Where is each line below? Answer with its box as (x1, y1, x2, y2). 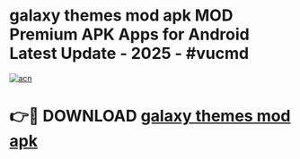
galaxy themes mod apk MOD (9, 5, 234, 26)
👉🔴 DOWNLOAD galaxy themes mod (9, 106, 291, 126)
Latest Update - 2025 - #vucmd (9, 44, 250, 63)
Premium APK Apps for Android (9, 24, 250, 45)
